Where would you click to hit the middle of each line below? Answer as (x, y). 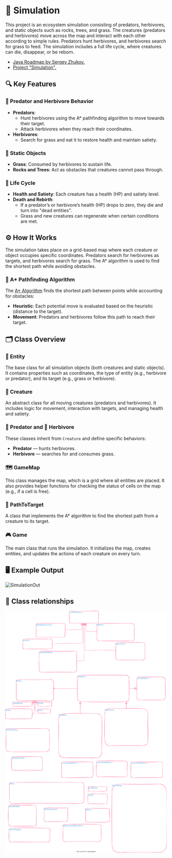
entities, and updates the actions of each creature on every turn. (73, 553)
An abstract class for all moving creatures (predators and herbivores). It (81, 403)
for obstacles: (20, 296)
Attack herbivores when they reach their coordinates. (77, 129)
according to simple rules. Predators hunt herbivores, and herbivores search (86, 41)
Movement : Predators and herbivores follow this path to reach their (84, 317)
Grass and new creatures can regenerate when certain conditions (90, 216)
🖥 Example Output (35, 570)
